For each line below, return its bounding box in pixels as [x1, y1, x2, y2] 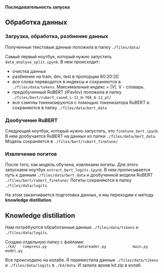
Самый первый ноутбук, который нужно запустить [5, 53, 112, 59]
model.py [5, 249, 23, 253]
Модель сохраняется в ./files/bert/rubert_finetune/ [5, 138, 118, 144]
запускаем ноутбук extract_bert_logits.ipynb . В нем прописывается [5, 167, 151, 173]
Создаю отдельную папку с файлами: [5, 239, 84, 245]
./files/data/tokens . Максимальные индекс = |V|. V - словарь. [12, 84, 145, 90]
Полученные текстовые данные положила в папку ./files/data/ [5, 44, 141, 50]
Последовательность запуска [5, 4, 70, 10]
